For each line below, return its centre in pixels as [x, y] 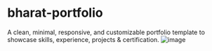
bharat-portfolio [55, 13]
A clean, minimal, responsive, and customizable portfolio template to [106, 32]
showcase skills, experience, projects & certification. [83, 39]
